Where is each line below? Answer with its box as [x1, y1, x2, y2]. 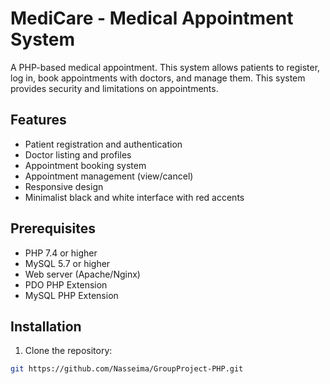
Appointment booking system [24, 159, 147, 171]
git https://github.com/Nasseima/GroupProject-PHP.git [10, 364, 244, 374]
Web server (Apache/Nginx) [24, 268, 141, 280]
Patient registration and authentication [24, 138, 183, 150]
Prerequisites [10, 220, 96, 237]
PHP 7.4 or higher [24, 247, 98, 259]
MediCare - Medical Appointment [10, 7, 294, 30]
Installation [10, 318, 82, 335]
